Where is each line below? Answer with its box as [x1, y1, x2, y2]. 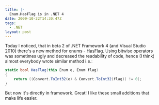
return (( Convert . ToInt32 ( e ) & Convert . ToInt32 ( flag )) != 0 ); [14, 76, 142, 81]
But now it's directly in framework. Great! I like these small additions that [5, 90, 149, 96]
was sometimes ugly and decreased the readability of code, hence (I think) [5, 53, 155, 59]
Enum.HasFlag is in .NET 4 [9, 12, 64, 16]
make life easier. [5, 95, 38, 101]
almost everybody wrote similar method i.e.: [5, 59, 93, 64]
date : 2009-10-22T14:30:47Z [5, 16, 62, 21]
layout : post [5, 30, 32, 34]
